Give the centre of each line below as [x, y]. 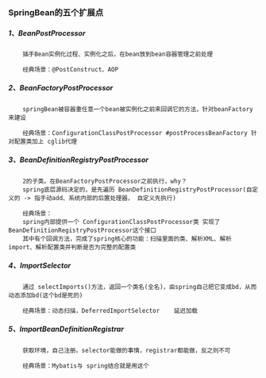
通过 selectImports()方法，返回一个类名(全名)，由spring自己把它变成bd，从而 [140, 287]
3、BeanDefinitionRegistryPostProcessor [79, 160]
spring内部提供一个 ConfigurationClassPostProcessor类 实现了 [121, 222]
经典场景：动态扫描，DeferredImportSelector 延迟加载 [110, 310]
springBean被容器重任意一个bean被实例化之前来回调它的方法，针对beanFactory [138, 109]
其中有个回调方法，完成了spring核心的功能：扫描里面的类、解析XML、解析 [127, 239]
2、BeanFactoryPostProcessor [61, 88]
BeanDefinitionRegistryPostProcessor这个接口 [83, 230]
